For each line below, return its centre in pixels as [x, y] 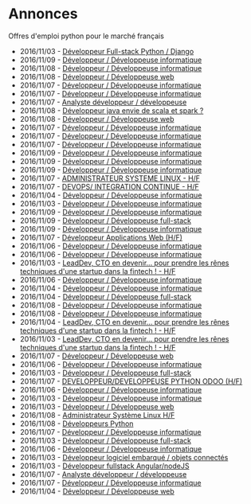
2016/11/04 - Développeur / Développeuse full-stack [106, 296]
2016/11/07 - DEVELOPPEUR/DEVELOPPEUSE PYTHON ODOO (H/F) [131, 381]
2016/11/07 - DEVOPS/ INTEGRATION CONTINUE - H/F [109, 186]
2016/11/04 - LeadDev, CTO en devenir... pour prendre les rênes [124, 322]
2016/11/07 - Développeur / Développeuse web [96, 356]
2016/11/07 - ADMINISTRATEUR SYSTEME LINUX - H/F [110, 178]
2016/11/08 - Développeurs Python [76, 424]
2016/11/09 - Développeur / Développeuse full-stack [106, 221]
